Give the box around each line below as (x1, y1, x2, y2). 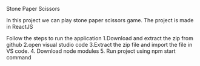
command (6, 54, 32, 61)
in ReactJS (6, 23, 33, 30)
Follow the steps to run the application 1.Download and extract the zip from (6, 35, 194, 41)
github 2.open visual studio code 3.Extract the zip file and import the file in (6, 41, 193, 48)
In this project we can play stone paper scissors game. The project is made (6, 17, 194, 23)
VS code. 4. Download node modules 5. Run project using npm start (6, 47, 176, 55)
